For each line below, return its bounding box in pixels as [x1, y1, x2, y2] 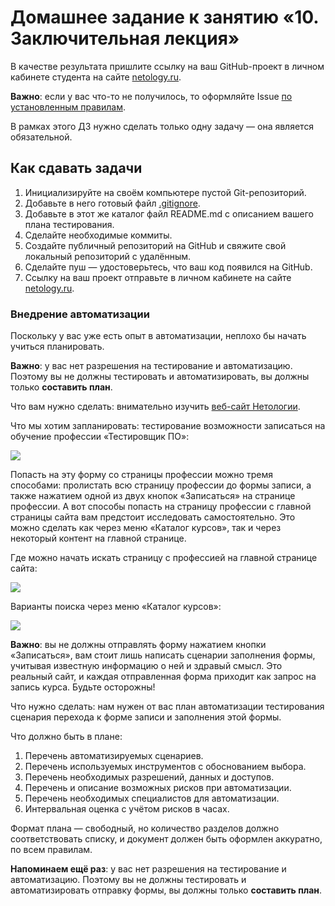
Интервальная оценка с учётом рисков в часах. [24, 803, 230, 815]
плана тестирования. [24, 218, 115, 230]
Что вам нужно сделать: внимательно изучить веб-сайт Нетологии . [10, 401, 301, 413]
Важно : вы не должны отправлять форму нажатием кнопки [10, 639, 267, 651]
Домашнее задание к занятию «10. [10, 6, 319, 29]
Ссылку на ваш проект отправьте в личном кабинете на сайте [24, 271, 292, 283]
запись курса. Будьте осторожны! [10, 681, 156, 693]
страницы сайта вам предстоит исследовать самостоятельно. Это [10, 511, 296, 523]
